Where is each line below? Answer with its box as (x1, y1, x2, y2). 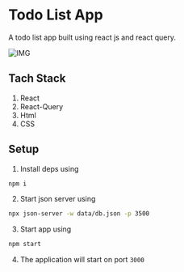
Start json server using (19, 194, 96, 204)
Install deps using (19, 164, 79, 173)
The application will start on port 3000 (19, 255, 145, 265)
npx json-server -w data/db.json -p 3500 (8, 210, 150, 218)
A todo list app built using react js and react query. (8, 32, 176, 42)
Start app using (19, 224, 72, 234)
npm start (8, 240, 42, 249)
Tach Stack (8, 71, 66, 86)
